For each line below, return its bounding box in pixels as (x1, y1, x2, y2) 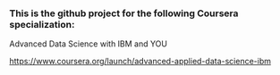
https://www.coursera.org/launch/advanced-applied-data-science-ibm (9, 56, 271, 67)
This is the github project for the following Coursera (9, 7, 239, 20)
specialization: (9, 18, 75, 30)
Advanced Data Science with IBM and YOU (9, 38, 168, 49)
